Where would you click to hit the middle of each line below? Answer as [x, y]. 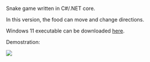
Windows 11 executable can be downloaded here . [65, 31]
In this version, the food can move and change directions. [75, 19]
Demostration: [23, 42]
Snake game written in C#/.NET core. [50, 8]
